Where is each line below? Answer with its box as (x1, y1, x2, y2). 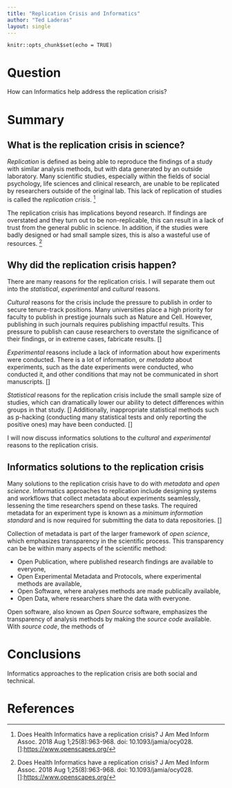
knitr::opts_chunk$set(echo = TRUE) (7, 42, 113, 49)
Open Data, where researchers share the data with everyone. (17, 595, 191, 603)
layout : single (7, 23, 51, 30)
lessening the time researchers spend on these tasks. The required (7, 501, 198, 510)
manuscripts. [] (7, 378, 50, 386)
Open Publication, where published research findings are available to (17, 557, 214, 566)
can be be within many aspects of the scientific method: (7, 544, 167, 552)
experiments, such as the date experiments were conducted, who (7, 363, 194, 372)
